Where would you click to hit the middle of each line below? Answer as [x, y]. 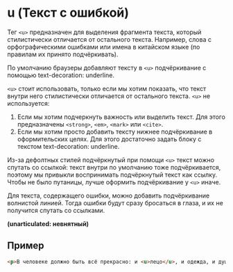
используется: [28, 103]
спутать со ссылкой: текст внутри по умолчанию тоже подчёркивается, [114, 167]
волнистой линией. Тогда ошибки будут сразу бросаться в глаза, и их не [115, 202]
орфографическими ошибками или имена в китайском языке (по [104, 47]
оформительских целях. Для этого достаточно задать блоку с [109, 139]
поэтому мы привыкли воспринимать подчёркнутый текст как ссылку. [112, 175]
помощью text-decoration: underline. [61, 75]
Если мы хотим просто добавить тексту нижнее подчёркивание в [115, 131]
